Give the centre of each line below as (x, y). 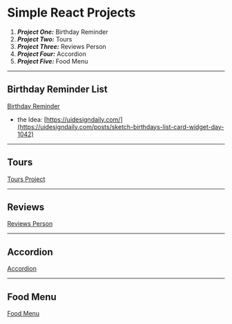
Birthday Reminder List (58, 89)
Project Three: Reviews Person (62, 46)
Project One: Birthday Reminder (62, 32)
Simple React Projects (71, 13)
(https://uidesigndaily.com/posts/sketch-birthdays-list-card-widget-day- (120, 126)
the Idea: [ (32, 120)
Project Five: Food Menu (52, 61)
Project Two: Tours (45, 39)
